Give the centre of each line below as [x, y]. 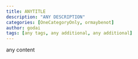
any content [21, 50]
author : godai [23, 28]
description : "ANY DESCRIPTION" [46, 17]
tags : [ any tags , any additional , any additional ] [69, 33]
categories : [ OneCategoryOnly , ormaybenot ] [60, 22]
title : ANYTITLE [26, 11]
